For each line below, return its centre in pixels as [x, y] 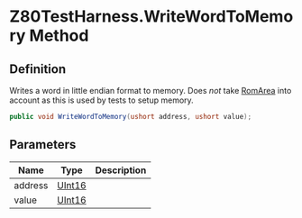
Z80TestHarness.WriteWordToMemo [151, 17]
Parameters [43, 145]
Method [59, 36]
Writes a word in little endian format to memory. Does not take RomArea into [151, 91]
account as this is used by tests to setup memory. [101, 100]
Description [121, 170]
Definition [37, 69]
